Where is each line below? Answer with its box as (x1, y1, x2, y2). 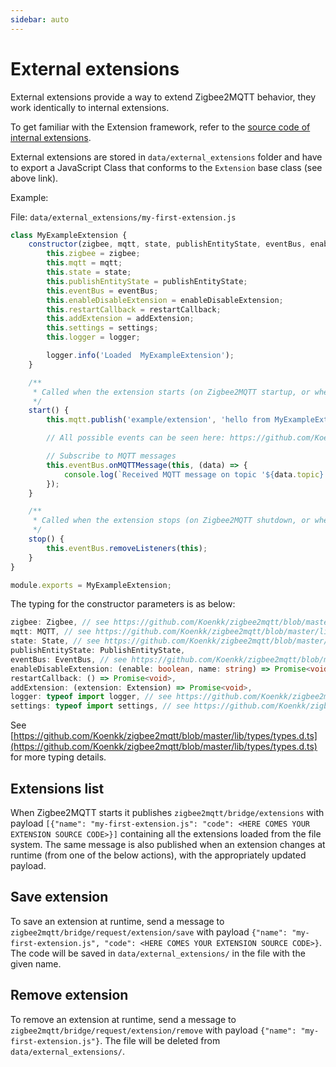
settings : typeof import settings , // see (10, 701, 190, 711)
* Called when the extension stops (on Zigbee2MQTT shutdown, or (32, 516, 311, 526)
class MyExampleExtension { (10, 230, 128, 240)
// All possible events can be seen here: (46, 433, 226, 443)
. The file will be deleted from (99, 1034, 221, 1046)
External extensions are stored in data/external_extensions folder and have (10, 151, 323, 163)
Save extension (10, 889, 109, 906)
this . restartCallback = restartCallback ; (46, 304, 222, 315)
